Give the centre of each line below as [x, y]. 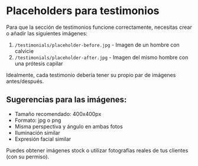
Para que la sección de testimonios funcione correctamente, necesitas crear [99, 27]
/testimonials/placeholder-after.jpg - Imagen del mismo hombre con [101, 57]
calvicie [24, 51]
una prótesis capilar [39, 64]
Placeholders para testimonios [83, 11]
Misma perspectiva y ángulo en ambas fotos [69, 126]
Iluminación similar [37, 132]
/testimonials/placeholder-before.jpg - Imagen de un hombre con [97, 45]
